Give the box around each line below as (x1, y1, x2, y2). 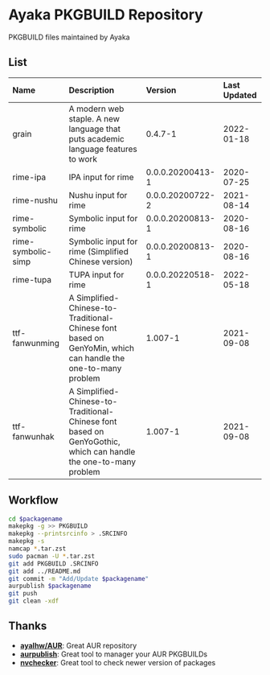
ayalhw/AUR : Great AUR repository (19, 640, 137, 650)
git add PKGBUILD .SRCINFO (8, 559, 99, 568)
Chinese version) (68, 256, 133, 267)
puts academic (68, 133, 125, 144)
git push (8, 590, 38, 598)
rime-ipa (12, 171, 47, 183)
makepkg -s (8, 537, 45, 545)
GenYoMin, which (68, 342, 135, 353)
